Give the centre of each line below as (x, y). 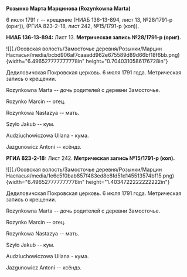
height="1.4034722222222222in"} (128, 182)
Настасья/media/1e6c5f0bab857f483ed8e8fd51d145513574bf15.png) (90, 176)
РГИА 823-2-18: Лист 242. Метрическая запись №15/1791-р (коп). (91, 158)
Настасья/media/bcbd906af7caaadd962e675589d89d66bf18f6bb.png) (93, 55)
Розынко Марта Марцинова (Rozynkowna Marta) (68, 8)
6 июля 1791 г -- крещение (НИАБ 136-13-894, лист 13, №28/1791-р (89, 20)
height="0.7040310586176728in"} (127, 61)
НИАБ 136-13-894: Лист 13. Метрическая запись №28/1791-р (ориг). (94, 37)
